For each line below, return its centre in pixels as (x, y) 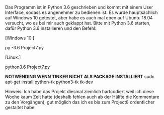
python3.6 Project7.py (28, 67)
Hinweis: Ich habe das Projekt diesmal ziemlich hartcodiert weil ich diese (80, 91)
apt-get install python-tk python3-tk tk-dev (49, 82)
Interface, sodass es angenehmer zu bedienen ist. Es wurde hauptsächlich (82, 12)
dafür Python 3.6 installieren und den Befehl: (51, 28)
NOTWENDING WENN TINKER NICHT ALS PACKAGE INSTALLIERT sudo (80, 76)
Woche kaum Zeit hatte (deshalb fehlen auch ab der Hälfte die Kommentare (82, 97)
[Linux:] (13, 57)
